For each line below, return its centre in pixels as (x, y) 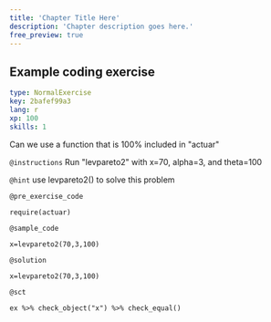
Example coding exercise (82, 72)
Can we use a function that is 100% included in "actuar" (115, 144)
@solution (28, 260)
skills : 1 (28, 127)
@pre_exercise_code (47, 196)
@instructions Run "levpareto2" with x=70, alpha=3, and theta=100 (136, 161)
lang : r (24, 109)
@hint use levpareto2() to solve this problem (92, 180)
